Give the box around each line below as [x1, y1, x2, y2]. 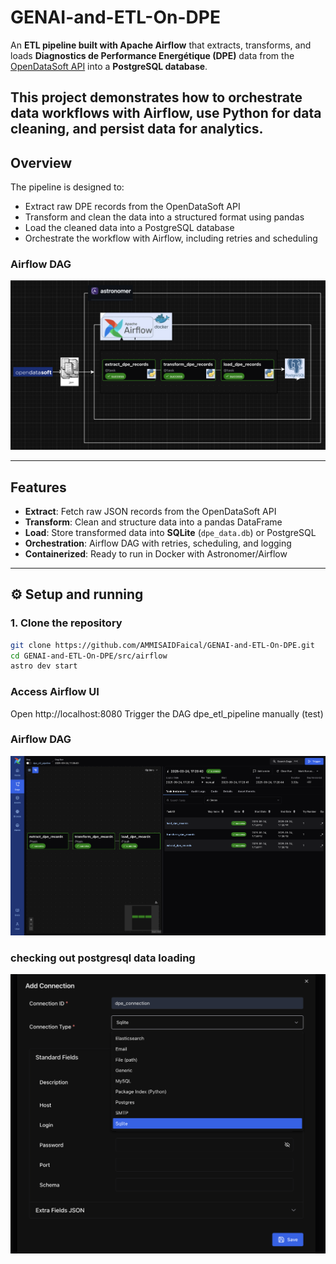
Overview [10, 154, 73, 171]
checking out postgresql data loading [10, 951, 196, 965]
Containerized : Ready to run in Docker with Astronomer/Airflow [24, 547, 288, 560]
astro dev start [10, 661, 78, 671]
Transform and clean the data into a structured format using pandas [24, 211, 305, 223]
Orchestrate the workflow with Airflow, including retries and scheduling [24, 232, 318, 245]
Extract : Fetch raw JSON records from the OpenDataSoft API [24, 505, 277, 517]
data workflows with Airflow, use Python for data [10, 105, 322, 122]
